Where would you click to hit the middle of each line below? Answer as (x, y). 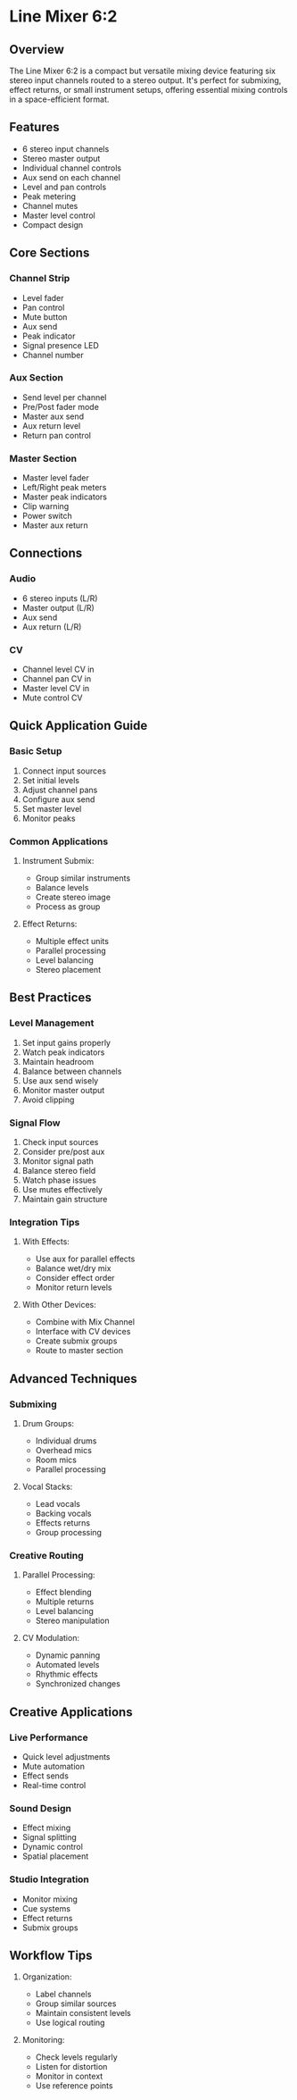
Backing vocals (63, 1514)
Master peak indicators (64, 497)
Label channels (63, 1995)
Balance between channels (72, 1071)
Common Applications (59, 841)
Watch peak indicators (63, 1052)
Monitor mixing (50, 1899)
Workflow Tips (51, 1955)
